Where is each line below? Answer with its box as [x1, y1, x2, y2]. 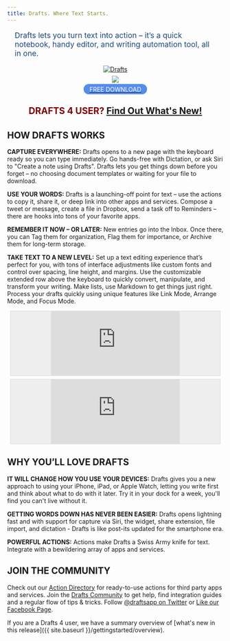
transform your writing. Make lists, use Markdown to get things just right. [7, 282, 213, 291]
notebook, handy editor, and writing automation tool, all [14, 39, 210, 49]
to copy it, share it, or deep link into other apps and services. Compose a [7, 197, 213, 205]
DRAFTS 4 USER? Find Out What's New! [28, 105, 203, 117]
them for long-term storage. [7, 240, 87, 248]
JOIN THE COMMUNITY [7, 565, 111, 577]
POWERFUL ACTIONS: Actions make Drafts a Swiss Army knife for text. [7, 537, 210, 546]
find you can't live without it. [7, 496, 87, 505]
